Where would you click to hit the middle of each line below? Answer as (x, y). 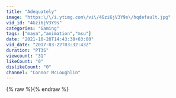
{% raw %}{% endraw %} (38, 89)
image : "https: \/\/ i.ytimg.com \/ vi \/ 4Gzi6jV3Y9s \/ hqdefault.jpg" (88, 17)
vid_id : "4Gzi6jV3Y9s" (34, 23)
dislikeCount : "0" (29, 67)
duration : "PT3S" (28, 50)
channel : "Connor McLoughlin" (44, 72)
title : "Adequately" (32, 12)
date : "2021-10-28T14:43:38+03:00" (50, 39)
